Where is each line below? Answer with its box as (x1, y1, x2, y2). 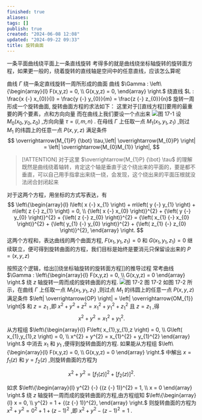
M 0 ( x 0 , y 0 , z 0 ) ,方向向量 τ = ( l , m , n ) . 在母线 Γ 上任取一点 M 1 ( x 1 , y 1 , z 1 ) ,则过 (7, 118, 190, 127)
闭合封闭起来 (26, 178, 59, 186)
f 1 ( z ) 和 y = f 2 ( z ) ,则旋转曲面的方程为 (7, 356, 98, 365)
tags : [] (7, 20, 29, 26)
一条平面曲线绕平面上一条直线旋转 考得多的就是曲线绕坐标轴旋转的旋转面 (7, 60, 188, 67)
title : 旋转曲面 (7, 43, 44, 49)
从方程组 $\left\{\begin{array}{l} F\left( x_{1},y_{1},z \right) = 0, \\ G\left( (7, 326, 183, 333)
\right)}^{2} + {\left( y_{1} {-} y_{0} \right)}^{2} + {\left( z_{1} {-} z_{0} (16, 221, 187, 228)
